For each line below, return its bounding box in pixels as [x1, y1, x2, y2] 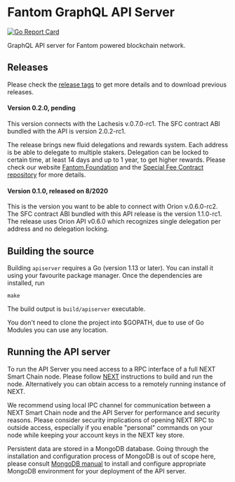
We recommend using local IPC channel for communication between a [7, 400, 211, 409]
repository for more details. [7, 170, 86, 179]
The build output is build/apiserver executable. [7, 304, 146, 313]
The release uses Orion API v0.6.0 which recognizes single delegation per [7, 217, 221, 226]
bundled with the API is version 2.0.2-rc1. [7, 127, 126, 135]
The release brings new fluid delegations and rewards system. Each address [7, 140, 229, 148]
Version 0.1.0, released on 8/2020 [7, 186, 109, 195]
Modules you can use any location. [7, 325, 109, 334]
